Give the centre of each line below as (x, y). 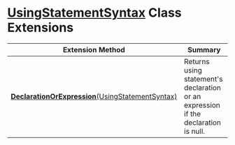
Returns (197, 61)
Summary (204, 49)
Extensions (41, 28)
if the (193, 114)
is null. (194, 131)
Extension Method (94, 49)
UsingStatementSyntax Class (94, 13)
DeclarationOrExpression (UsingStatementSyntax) (94, 96)
